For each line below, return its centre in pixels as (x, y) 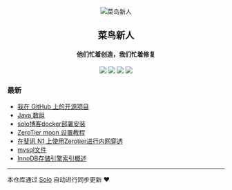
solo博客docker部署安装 (51, 124)
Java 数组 (31, 115)
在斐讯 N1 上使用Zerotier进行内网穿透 (70, 141)
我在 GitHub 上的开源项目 (53, 106)
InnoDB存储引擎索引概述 (52, 158)
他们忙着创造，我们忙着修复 (116, 54)
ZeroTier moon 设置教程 (51, 132)
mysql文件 (32, 149)
